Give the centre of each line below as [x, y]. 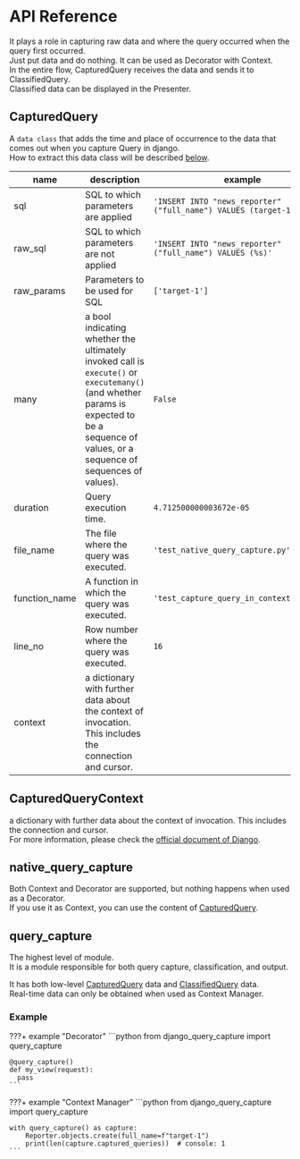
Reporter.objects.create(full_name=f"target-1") [117, 1136]
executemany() [115, 382]
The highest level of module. [62, 958]
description [115, 179]
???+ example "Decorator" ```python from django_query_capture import [140, 1036]
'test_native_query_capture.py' [222, 550]
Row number [111, 630]
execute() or [111, 372]
